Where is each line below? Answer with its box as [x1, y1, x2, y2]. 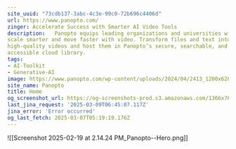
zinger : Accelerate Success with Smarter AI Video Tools [7, 23, 178, 30]
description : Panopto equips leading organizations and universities [7, 29, 221, 37]
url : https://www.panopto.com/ [7, 17, 99, 24]
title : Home [7, 88, 42, 95]
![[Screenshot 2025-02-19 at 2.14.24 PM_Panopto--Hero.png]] [7, 134, 188, 142]
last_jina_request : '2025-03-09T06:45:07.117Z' [7, 101, 150, 108]
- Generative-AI [7, 69, 55, 76]
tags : [7, 56, 23, 63]
